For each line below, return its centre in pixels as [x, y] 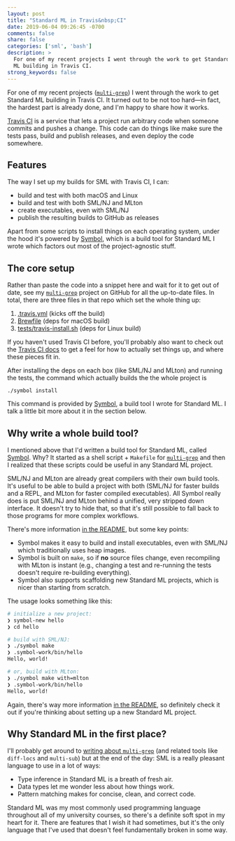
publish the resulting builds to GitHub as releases [88, 218]
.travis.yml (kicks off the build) [61, 314]
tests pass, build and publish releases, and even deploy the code [101, 135]
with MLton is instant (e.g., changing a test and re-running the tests [114, 565]
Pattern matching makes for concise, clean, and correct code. [106, 794]
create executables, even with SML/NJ [73, 210]
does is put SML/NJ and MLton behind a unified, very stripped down [106, 501]
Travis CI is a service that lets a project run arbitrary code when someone [113, 120]
